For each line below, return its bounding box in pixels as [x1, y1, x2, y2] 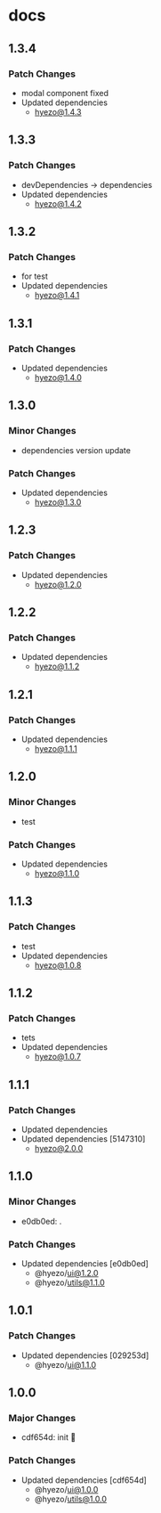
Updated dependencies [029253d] [20, 1350, 149, 1361]
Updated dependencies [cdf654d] [20, 1475, 148, 1485]
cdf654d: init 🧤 [20, 1432, 76, 1443]
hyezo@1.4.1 [34, 290, 80, 301]
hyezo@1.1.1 [34, 743, 77, 753]
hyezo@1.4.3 [34, 106, 82, 117]
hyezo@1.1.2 [34, 661, 80, 672]
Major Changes [8, 1412, 76, 1425]
